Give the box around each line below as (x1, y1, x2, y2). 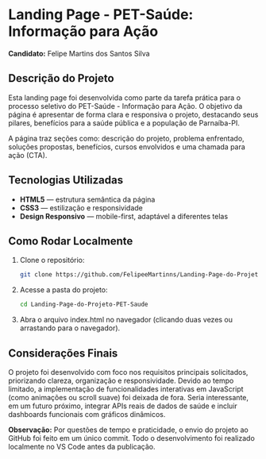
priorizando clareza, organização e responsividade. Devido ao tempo (8, 376, 234, 385)
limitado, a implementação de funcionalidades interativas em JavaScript (8, 384, 244, 394)
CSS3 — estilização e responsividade (19, 202, 143, 212)
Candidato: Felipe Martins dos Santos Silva (8, 48, 150, 58)
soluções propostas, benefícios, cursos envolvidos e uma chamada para (8, 141, 246, 152)
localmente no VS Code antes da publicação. (8, 442, 156, 451)
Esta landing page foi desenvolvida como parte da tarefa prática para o (8, 93, 241, 102)
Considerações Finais (8, 346, 118, 360)
